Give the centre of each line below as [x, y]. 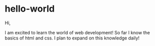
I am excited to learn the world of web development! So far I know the [77, 32]
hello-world [30, 9]
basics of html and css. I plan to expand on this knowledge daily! [72, 38]
